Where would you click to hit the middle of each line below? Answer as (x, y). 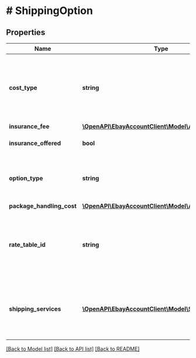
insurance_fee (29, 126)
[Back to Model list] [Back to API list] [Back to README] (73, 349)
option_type (26, 178)
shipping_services (35, 309)
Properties (26, 32)
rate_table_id (27, 245)
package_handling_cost (43, 206)
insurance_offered (35, 143)
